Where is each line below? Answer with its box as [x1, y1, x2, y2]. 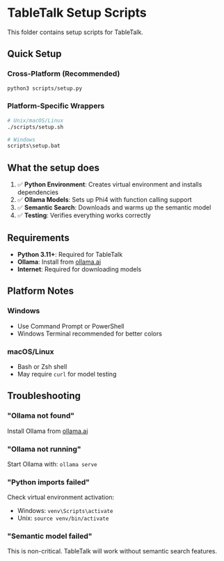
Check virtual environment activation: [7, 493, 115, 502]
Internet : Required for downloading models [17, 264, 142, 273]
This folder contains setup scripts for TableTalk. [7, 28, 144, 36]
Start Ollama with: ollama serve [7, 459, 97, 468]
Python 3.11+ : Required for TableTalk [17, 250, 123, 258]
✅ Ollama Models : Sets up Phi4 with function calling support [17, 196, 193, 204]
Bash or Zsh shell [17, 362, 67, 370]
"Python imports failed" [7, 477, 90, 487]
